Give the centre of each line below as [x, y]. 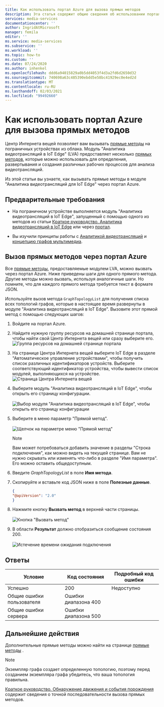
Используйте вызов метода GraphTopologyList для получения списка [77, 298]
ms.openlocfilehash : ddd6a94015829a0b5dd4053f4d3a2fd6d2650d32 [71, 73]
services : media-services [31, 19]
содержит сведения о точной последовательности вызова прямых [75, 694]
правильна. [17, 680]
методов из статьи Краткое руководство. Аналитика [67, 222]
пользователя [24, 602]
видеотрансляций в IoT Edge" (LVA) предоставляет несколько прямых [78, 154]
